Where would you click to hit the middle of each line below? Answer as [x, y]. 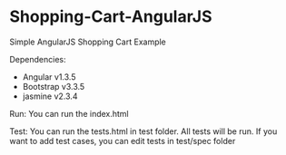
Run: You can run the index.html [69, 113]
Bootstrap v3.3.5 [54, 86]
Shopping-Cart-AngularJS [111, 17]
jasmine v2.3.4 [50, 96]
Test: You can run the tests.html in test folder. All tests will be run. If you [143, 131]
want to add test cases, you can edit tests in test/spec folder [123, 140]
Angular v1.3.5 [49, 77]
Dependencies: [38, 59]
